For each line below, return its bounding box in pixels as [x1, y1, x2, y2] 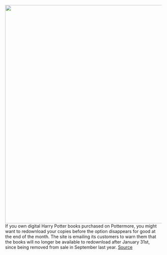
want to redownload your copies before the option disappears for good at [5, 229, 156, 234]
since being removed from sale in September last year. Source [5, 245, 133, 250]
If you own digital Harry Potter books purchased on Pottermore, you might [5, 223, 157, 229]
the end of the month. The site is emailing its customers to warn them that [5, 234, 157, 240]
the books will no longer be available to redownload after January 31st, [5, 239, 150, 245]
